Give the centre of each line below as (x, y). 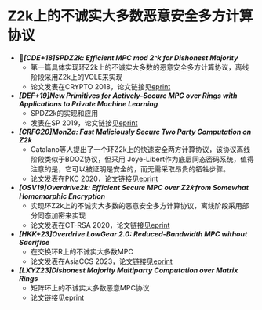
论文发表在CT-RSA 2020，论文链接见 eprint (100, 225)
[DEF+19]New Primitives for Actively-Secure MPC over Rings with (128, 96)
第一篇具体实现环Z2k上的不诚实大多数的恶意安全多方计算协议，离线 (140, 67)
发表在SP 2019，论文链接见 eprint (84, 123)
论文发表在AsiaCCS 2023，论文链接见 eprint (102, 261)
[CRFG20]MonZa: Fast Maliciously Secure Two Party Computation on (135, 132)
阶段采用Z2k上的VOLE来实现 (76, 77)
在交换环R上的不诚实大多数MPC (82, 251)
